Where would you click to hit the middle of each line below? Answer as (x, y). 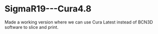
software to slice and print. (32, 27)
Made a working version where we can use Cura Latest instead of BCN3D (79, 22)
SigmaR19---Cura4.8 (48, 9)
